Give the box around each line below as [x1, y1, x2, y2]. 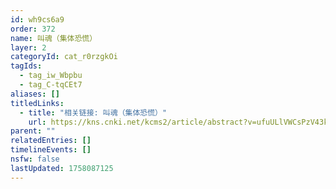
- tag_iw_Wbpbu [19, 71, 83, 81]
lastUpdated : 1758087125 [10, 163, 114, 173]
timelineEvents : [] [10, 145, 92, 155]
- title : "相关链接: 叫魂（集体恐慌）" [19, 107, 168, 118]
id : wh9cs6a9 [10, 14, 65, 25]
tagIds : [10, 61, 43, 71]
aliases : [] [10, 89, 60, 99]
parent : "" [10, 126, 56, 136]
